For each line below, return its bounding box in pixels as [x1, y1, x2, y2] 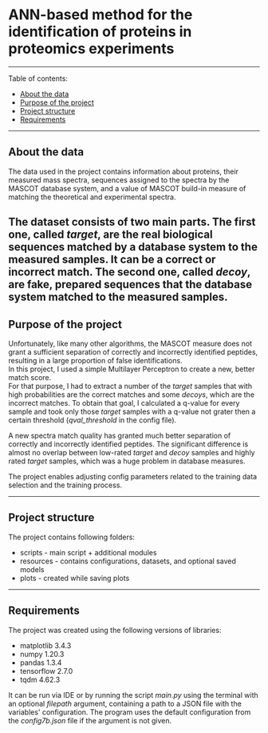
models [19, 564, 45, 574]
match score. [8, 372, 52, 382]
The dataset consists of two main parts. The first [8, 215, 256, 229]
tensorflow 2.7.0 [19, 666, 73, 675]
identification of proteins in [8, 22, 192, 41]
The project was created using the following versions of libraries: [8, 625, 222, 635]
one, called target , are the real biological [8, 228, 213, 242]
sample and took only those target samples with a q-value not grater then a [8, 407, 256, 416]
